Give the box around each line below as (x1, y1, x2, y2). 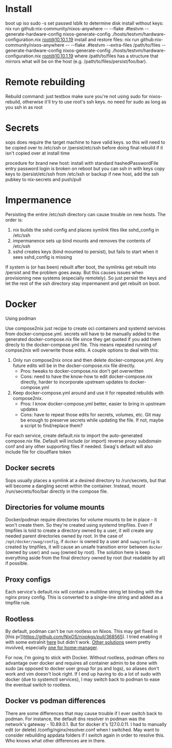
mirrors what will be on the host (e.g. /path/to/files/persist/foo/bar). (5, 58, 147, 64)
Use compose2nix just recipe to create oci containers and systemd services (5, 325, 166, 331)
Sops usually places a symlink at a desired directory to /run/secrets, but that (5, 477, 166, 483)
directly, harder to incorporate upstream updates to (20, 378, 129, 385)
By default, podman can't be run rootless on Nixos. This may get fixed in (5, 628, 158, 634)
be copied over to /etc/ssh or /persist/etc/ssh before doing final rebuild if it (5, 144, 163, 150)
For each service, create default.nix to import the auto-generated (5, 432, 143, 438)
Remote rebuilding (5, 76, 85, 88)
